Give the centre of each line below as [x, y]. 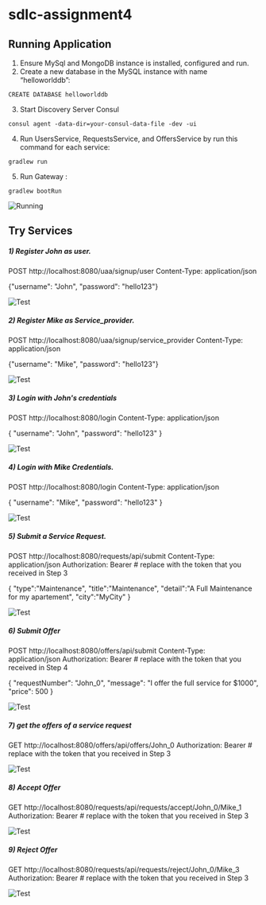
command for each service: [65, 147]
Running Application [60, 44]
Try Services [40, 231]
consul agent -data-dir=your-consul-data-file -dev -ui [102, 124]
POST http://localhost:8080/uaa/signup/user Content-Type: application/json [133, 271]
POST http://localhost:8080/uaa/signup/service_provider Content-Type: [126, 341]
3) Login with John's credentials [63, 398]
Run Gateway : [43, 176]
